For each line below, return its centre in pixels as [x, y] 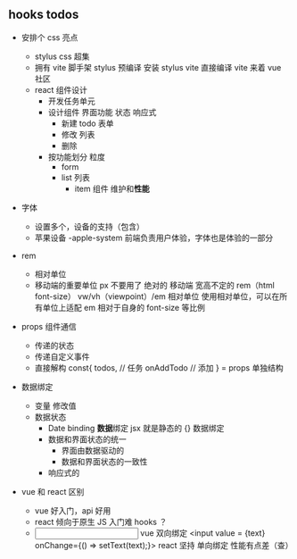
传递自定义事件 [62, 356]
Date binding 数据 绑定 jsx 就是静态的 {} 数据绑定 [136, 428]
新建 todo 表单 [87, 123]
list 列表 [75, 177]
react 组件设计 [61, 89]
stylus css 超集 [62, 56]
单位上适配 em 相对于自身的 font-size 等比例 [124, 307]
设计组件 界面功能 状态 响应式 [102, 112]
